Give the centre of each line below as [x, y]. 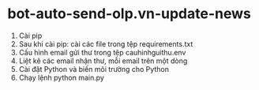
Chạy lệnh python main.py [61, 77]
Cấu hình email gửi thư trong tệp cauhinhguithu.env [102, 52]
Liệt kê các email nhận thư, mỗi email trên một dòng [103, 61]
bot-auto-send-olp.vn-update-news [129, 14]
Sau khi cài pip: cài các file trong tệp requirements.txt [106, 43]
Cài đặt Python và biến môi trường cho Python [94, 69]
